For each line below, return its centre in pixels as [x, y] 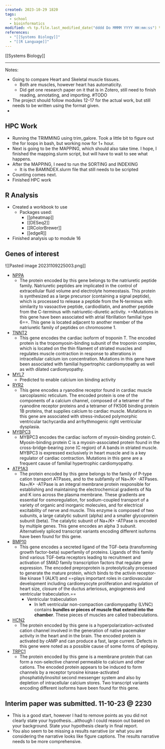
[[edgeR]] [37, 233]
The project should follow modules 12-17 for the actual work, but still [81, 100]
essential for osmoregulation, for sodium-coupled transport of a [84, 500]
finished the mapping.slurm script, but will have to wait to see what [80, 153]
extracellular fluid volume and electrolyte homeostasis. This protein [87, 291]
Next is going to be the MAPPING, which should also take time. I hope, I [84, 149]
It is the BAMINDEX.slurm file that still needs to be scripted [79, 169]
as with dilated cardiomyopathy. [52, 369]
